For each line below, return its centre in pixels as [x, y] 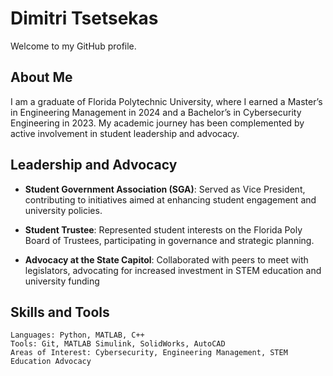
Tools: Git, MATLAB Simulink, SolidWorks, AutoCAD [118, 344]
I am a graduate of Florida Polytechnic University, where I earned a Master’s [166, 101]
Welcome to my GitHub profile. [73, 46]
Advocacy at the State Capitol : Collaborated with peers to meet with [166, 259]
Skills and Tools [60, 312]
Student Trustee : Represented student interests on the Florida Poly [163, 229]
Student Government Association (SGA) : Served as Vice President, [165, 189]
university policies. [63, 210]
